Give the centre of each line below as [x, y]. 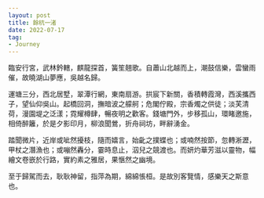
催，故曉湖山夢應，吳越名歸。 [56, 77]
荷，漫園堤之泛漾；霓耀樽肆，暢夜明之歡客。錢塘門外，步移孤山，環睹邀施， [132, 113]
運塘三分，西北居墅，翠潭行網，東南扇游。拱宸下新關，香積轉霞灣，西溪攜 [128, 94]
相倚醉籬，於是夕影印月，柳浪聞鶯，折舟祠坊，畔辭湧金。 [101, 124]
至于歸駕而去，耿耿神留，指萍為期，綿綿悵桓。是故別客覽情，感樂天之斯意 [128, 176]
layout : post [29, 15]
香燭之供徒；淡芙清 [218, 104]
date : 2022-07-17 [37, 30]
